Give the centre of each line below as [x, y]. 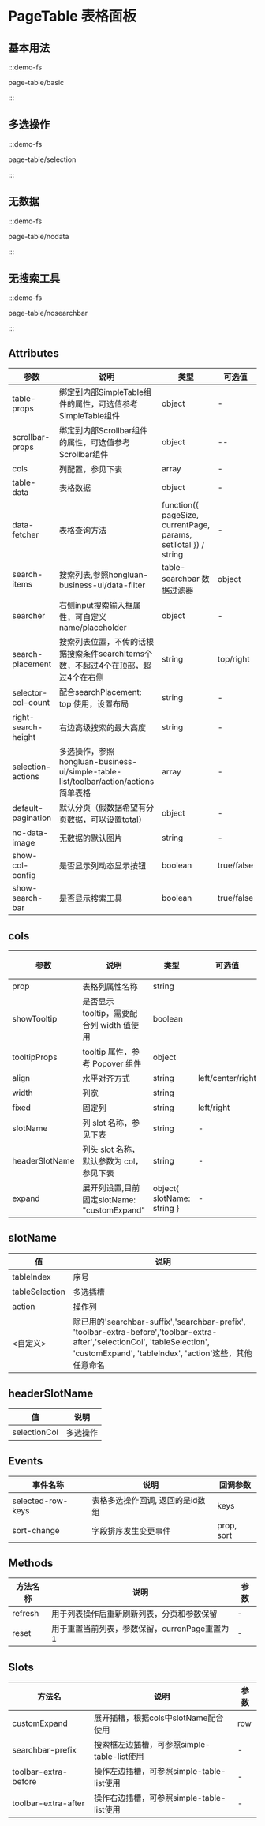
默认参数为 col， [113, 1161]
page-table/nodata [39, 236]
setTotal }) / [183, 545]
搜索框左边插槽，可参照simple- [152, 1745]
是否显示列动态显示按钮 [103, 866]
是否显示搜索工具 [91, 898]
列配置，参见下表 [91, 469]
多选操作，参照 [87, 752]
